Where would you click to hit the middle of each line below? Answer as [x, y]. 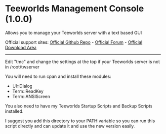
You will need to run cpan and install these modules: [58, 76]
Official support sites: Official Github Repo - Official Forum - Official [74, 42]
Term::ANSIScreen [31, 96]
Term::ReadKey [28, 91]
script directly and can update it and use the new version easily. [70, 126]
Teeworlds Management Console [75, 9]
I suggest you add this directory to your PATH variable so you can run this [80, 121]
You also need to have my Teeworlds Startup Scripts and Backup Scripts [79, 106]
